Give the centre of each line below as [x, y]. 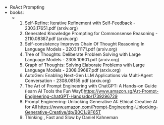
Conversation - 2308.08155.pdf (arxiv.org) [68, 81]
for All [31, 107]
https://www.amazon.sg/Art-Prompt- [121, 91]
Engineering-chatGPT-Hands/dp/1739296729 [71, 96]
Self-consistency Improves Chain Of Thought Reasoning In [84, 44]
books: [17, 12]
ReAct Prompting [27, 7]
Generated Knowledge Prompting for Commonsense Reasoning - [91, 33]
